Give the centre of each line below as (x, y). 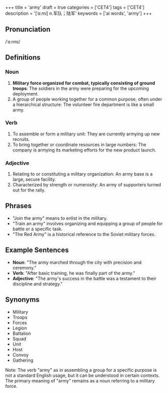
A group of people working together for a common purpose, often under (87, 99)
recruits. (21, 139)
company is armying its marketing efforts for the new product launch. (84, 150)
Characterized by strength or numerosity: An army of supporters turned (87, 185)
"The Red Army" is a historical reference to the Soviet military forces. (84, 234)
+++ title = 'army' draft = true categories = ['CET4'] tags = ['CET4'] (75, 7)
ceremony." (24, 268)
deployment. (25, 93)
